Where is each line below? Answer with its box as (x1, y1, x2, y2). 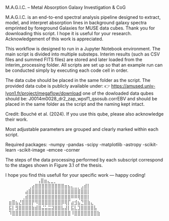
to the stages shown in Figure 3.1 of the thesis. (5, 162, 103, 168)
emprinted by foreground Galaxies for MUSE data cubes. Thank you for (5, 25, 155, 31)
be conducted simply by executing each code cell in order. (5, 67, 129, 73)
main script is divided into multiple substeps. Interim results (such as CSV (5, 51, 160, 57)
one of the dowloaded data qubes (82, 90, 154, 96)
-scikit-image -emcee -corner (17, 147, 80, 153)
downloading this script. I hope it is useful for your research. (5, 31, 132, 36)
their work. (5, 117, 28, 122)
